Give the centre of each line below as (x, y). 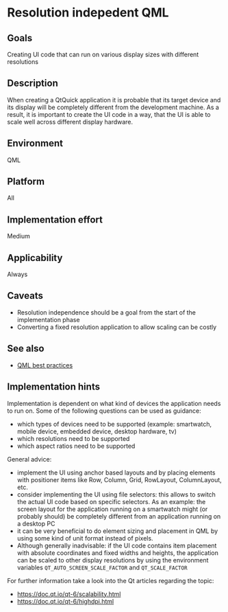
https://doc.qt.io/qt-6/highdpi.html (65, 601)
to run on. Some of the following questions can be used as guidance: (104, 411)
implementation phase (48, 319)
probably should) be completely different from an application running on (119, 516)
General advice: (29, 459)
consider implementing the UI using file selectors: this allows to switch (116, 494)
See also (26, 349)
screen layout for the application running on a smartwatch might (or (112, 509)
